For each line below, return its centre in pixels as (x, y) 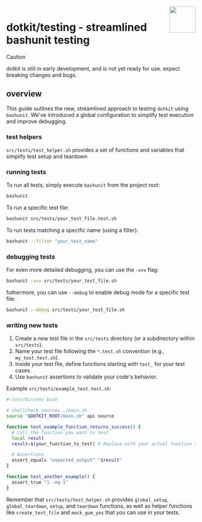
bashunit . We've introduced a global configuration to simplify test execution (100, 115)
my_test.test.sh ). (37, 357)
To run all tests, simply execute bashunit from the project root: (83, 185)
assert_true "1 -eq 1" (40, 482)
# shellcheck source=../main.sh (47, 410)
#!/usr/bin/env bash (32, 400)
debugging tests (31, 257)
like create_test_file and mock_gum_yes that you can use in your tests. (93, 512)
